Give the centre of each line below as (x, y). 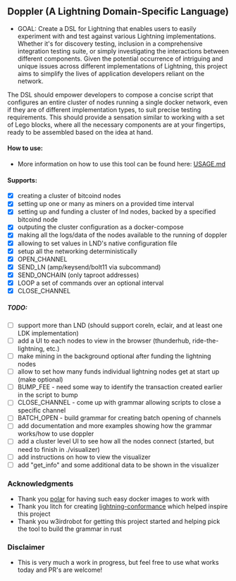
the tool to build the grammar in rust (69, 529)
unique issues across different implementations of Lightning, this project (122, 66)
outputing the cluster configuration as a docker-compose (101, 227)
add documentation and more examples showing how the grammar (115, 426)
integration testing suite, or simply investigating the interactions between (123, 51)
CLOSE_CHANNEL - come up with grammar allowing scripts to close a (119, 403)
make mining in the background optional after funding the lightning (114, 356)
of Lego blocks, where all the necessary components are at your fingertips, (117, 124)
